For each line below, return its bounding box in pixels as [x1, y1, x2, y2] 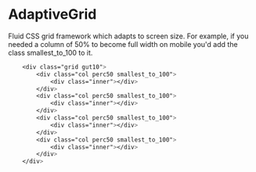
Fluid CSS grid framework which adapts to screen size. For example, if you [8, 31, 249, 41]
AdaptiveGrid [8, 5, 97, 23]
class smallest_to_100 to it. [8, 48, 93, 57]
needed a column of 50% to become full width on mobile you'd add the [8, 39, 238, 48]
